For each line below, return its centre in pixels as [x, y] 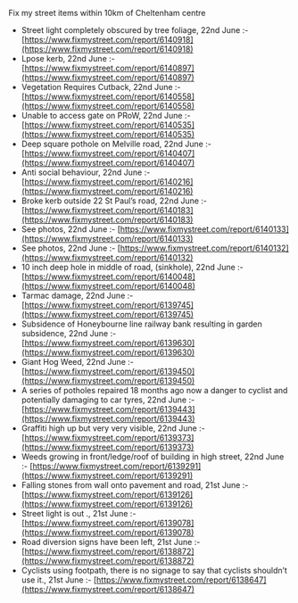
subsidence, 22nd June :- [69, 333]
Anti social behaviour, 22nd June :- [86, 172]
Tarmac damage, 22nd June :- [77, 295]
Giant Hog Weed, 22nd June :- [78, 362]
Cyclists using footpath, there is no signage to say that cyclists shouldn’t [154, 570]
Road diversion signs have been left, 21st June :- [111, 542]
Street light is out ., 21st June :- [79, 513]
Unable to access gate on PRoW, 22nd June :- [106, 116]
